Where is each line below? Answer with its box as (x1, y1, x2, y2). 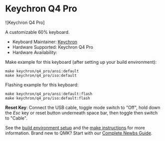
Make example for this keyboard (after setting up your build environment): (5, 59, 157, 65)
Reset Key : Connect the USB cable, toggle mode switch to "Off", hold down (5, 104, 161, 110)
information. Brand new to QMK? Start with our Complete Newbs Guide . (5, 130, 153, 136)
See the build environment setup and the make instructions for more (5, 125, 146, 131)
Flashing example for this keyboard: (5, 82, 79, 88)
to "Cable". (5, 115, 27, 121)
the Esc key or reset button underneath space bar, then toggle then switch (5, 110, 158, 116)
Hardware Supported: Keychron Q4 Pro (12, 44, 93, 50)
